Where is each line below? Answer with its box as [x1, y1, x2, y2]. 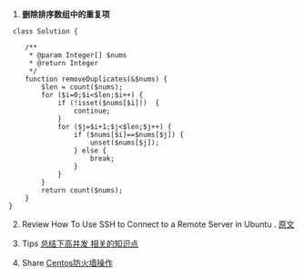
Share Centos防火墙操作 [21, 258, 113, 268]
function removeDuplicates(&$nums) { [25, 74, 168, 84]
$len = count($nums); [41, 83, 124, 92]
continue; [73, 106, 111, 115]
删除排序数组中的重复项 [21, 9, 110, 19]
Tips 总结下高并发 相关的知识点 [21, 238, 139, 249]
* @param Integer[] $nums [28, 51, 127, 60]
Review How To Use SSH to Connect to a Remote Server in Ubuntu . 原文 [21, 219, 295, 230]
